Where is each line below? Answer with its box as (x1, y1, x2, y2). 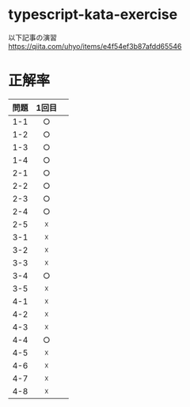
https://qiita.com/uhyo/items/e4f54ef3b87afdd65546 (8, 41, 182, 51)
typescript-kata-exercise (8, 6, 178, 24)
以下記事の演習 (8, 32, 57, 42)
